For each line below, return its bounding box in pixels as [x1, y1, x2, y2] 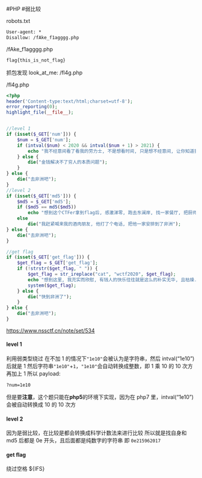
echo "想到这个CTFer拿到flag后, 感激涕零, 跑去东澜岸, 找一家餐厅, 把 [28, 210, 188, 216]
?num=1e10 [6, 382, 31, 388]
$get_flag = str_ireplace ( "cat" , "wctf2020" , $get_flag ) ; [28, 271, 176, 277]
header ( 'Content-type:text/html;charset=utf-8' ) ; [6, 98, 133, 104]
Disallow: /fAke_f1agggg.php [6, 34, 79, 40]
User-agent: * [6, 29, 42, 35]
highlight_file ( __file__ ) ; [6, 109, 74, 116]
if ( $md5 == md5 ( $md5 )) [17, 204, 77, 210]
